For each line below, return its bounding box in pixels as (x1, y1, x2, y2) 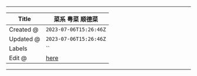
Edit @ (9, 54, 28, 62)
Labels (9, 44, 28, 53)
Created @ (9, 26, 39, 33)
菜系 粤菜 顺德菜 (53, 15, 98, 23)
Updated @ (9, 35, 40, 43)
